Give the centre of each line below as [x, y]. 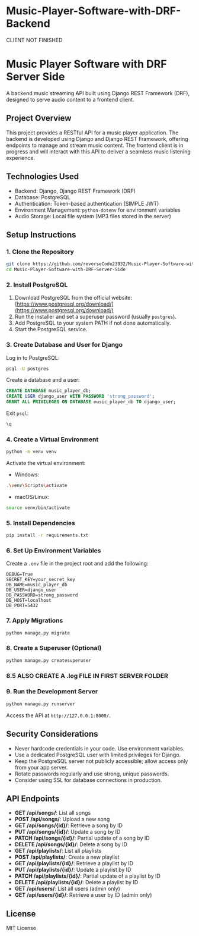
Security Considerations [52, 734]
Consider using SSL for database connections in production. [88, 780]
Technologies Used [42, 177]
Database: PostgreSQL [42, 197]
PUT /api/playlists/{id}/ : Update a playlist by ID [73, 870]
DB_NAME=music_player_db [37, 585]
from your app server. [41, 767]
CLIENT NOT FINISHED [34, 40]
